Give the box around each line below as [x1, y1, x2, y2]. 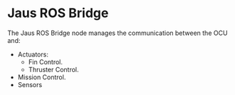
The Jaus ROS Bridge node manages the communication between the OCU [7, 29, 228, 37]
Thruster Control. [28, 65, 79, 74]
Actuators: [17, 50, 48, 59]
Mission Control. [17, 73, 66, 81]
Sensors [17, 80, 43, 89]
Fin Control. [28, 57, 63, 66]
